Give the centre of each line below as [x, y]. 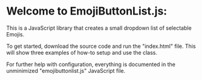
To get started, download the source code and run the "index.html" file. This [101, 46]
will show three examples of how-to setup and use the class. [82, 52]
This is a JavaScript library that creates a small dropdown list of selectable [99, 28]
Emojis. [15, 34]
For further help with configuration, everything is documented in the [91, 64]
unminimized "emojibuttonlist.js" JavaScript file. [66, 70]
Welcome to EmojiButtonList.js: [87, 11]
